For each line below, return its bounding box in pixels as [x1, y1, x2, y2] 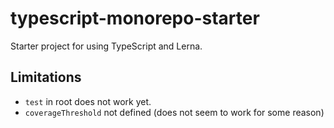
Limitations [10, 69, 82, 86]
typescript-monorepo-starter [10, 7, 260, 30]
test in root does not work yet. [24, 95, 152, 107]
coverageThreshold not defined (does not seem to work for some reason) [24, 106, 325, 118]
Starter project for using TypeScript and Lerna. [10, 40, 203, 52]
